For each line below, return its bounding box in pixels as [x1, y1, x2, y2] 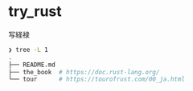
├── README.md [8, 61, 56, 69]
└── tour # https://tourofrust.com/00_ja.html [8, 75, 185, 84]
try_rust [8, 2, 62, 21]
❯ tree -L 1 [8, 45, 48, 53]
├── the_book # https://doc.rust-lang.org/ [8, 68, 160, 76]
